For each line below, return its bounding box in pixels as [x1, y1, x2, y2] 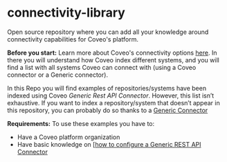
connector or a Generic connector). [7, 71, 109, 79]
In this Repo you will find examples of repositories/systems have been [7, 84, 206, 92]
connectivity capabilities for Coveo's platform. [7, 35, 138, 43]
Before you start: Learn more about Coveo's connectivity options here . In [7, 48, 217, 57]
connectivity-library [7, 5, 126, 21]
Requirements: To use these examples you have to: [7, 119, 155, 127]
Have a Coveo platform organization [17, 133, 120, 141]
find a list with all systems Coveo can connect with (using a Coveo [7, 63, 197, 71]
